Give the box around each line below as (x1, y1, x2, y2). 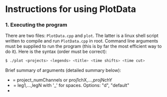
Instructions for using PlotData (5, 3, 136, 15)
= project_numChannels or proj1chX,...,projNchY (12, 77, 112, 83)
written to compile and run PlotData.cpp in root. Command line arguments (5, 38, 158, 44)
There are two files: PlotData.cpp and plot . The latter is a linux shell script (5, 32, 158, 38)
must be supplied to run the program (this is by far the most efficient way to (5, 43, 162, 49)
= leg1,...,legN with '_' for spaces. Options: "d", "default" (13, 82, 130, 88)
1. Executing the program (5, 21, 68, 28)
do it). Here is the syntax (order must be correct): (5, 48, 107, 54)
